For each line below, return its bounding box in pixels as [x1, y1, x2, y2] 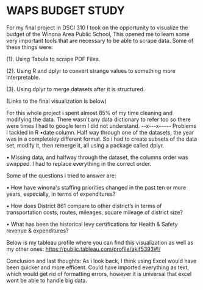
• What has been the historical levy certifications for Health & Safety [6, 220, 178, 228]
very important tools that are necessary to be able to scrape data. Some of [6, 37, 194, 44]
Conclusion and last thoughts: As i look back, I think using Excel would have [6, 257, 197, 264]
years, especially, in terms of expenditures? [6, 190, 116, 198]
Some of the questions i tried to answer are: [6, 172, 116, 179]
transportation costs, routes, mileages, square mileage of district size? [6, 209, 183, 216]
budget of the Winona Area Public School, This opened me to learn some [6, 30, 190, 37]
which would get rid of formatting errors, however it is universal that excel [6, 270, 192, 277]
